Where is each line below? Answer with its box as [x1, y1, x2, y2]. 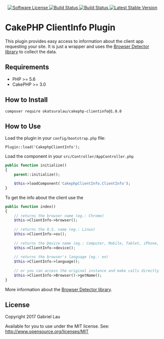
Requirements [5, 63, 49, 72]
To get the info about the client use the [5, 194, 83, 200]
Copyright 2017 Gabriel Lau [5, 314, 60, 320]
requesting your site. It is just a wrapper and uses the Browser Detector [5, 43, 150, 49]
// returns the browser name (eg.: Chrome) [14, 213, 105, 218]
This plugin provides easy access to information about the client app [5, 38, 144, 44]
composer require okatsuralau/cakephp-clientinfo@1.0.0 [5, 109, 122, 113]
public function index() [5, 204, 56, 209]
